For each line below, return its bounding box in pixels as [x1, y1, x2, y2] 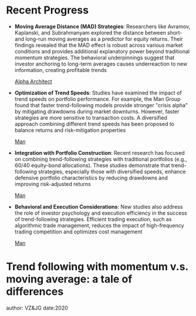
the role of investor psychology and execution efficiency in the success [14, 209, 187, 216]
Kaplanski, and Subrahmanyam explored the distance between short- [14, 29, 183, 36]
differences [6, 285, 64, 298]
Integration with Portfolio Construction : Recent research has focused [14, 149, 185, 156]
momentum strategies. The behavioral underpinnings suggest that [14, 54, 175, 61]
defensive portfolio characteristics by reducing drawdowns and [14, 174, 168, 181]
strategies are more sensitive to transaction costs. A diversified [14, 114, 167, 121]
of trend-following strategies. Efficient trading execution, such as [14, 215, 172, 223]
